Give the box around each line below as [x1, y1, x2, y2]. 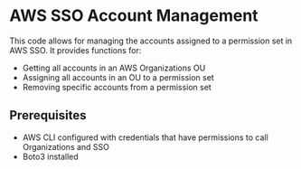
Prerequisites [9, 108, 87, 123]
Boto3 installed [22, 151, 79, 162]
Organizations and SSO [22, 141, 110, 152]
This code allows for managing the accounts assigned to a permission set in [9, 35, 293, 46]
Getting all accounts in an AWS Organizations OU [22, 62, 206, 73]
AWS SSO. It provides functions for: [9, 44, 142, 55]
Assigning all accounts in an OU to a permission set [22, 71, 214, 82]
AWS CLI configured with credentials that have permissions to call [22, 132, 268, 143]
